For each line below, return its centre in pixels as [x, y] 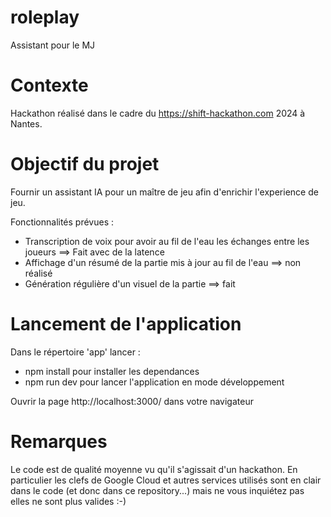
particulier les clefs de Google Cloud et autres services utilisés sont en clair [166, 480]
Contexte [49, 85]
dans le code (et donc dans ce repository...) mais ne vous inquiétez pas [157, 490]
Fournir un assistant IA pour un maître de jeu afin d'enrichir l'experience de [164, 192]
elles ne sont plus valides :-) [68, 501]
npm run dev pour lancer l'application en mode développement [154, 382]
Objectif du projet [85, 164]
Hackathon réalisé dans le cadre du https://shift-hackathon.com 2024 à [158, 113]
